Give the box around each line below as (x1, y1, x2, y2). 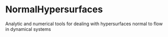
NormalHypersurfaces (5, 4, 103, 15)
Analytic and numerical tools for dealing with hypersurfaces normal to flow (5, 21, 163, 27)
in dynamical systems (5, 26, 51, 32)
